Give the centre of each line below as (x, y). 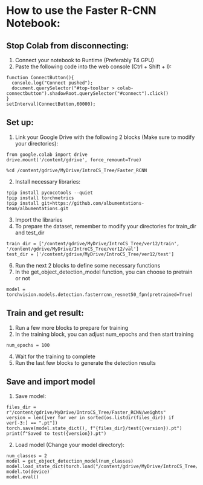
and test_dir (30, 233)
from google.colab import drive (47, 155)
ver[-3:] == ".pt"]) (32, 423)
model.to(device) (28, 472)
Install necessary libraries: (47, 181)
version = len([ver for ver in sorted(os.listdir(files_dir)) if (90, 418)
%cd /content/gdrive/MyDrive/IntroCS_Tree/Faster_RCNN (77, 170)
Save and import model (51, 382)
